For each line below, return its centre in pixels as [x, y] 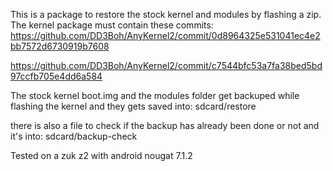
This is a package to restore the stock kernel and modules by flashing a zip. [166, 14]
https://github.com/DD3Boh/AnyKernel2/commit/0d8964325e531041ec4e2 [165, 35]
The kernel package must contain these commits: [112, 25]
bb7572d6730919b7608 [60, 46]
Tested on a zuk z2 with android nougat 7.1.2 [101, 155]
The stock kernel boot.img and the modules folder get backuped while [155, 95]
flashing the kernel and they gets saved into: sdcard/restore [133, 106]
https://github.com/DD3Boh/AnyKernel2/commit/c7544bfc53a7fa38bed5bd [166, 65]
